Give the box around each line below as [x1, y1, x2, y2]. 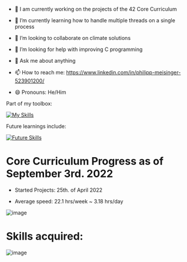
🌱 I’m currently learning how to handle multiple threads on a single [14, 17, 175, 23]
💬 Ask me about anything [14, 57, 76, 64]
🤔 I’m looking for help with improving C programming [14, 46, 143, 53]
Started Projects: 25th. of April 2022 [14, 186, 103, 193]
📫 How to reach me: [14, 69, 65, 76]
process [14, 23, 35, 30]
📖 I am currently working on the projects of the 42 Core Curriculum [14, 6, 178, 12]
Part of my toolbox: [6, 100, 53, 107]
